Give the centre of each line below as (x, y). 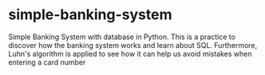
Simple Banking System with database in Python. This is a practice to (122, 37)
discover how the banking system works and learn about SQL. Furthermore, (133, 45)
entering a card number (47, 62)
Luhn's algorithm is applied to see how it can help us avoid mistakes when (130, 53)
